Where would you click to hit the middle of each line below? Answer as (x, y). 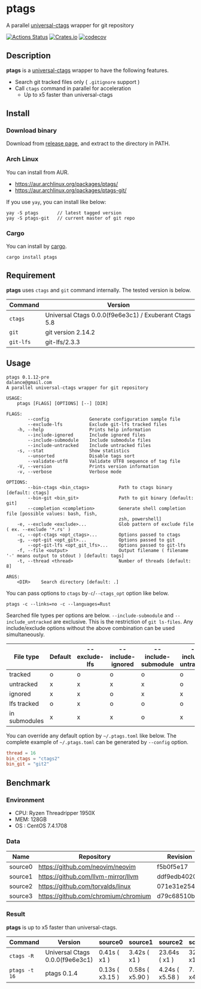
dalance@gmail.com (29, 382)
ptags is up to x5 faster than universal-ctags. (62, 927)
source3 (21, 896)
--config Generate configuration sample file (104, 419)
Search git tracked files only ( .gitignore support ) (77, 82)
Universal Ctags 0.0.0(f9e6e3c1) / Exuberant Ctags (118, 315)
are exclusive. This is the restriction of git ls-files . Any (123, 621)
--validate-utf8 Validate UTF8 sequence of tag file (104, 461)
